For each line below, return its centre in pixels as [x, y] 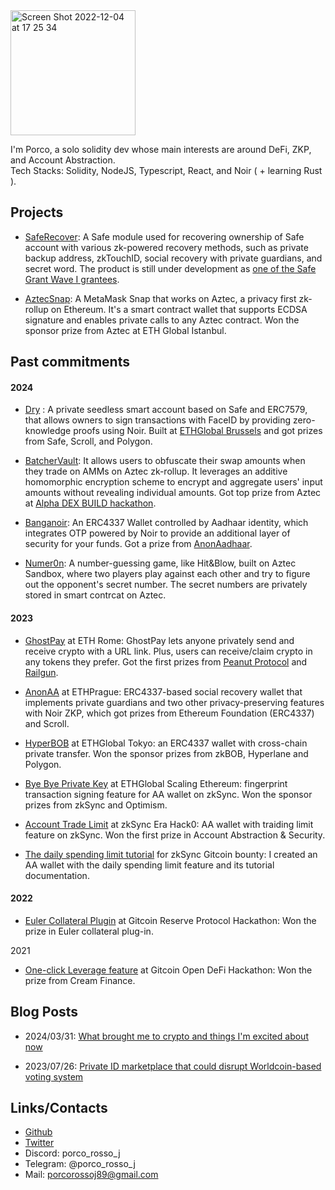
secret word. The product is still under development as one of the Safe [170, 268]
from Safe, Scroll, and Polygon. [88, 441]
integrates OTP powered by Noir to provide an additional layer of [157, 533]
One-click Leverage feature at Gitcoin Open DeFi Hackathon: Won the [168, 970]
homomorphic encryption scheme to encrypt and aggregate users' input [173, 482]
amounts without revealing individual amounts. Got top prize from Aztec [173, 493]
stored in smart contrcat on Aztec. [95, 595]
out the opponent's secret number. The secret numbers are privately [166, 585]
